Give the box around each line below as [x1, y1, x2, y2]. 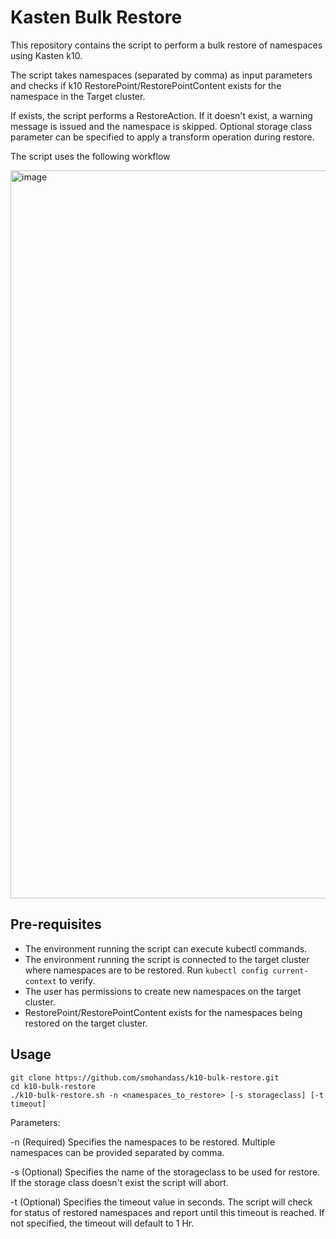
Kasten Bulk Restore [10, 6, 183, 29]
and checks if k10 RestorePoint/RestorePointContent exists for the [10, 79, 282, 91]
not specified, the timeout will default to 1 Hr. [10, 1217, 195, 1229]
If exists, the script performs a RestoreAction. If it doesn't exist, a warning [10, 109, 313, 121]
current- [272, 966, 309, 976]
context [24, 976, 57, 986]
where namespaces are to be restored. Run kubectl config [24, 964, 269, 976]
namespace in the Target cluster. [10, 90, 146, 102]
